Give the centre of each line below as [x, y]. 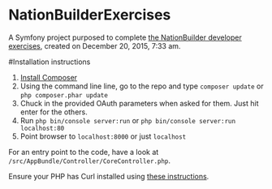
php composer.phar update [64, 95]
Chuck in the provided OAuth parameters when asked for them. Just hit [139, 103]
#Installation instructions [50, 62]
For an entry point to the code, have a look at [84, 152]
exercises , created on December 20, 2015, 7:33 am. [95, 45]
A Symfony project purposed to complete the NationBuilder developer [125, 37]
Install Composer [49, 77]
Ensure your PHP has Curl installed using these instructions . [109, 176]
